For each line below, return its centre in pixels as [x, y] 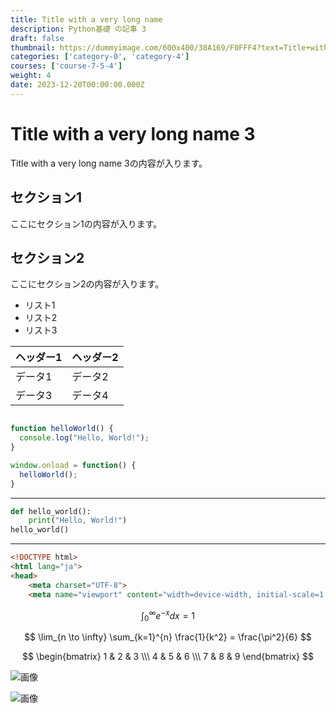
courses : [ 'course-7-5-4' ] [66, 66]
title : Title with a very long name [86, 19]
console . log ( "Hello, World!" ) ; [84, 438]
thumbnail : [33, 47]
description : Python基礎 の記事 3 [78, 29]
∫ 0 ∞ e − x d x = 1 [168, 615]
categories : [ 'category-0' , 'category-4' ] [100, 57]
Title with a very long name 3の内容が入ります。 [109, 163]
